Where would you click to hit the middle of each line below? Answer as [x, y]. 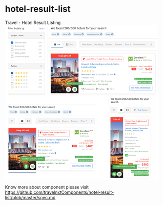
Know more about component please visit [47, 187]
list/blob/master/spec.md [30, 198]
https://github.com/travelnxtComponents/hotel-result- [60, 192]
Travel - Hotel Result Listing [33, 23]
